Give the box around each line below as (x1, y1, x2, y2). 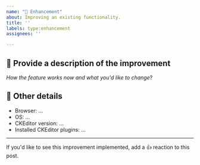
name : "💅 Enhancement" (6, 8, 62, 15)
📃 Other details (6, 91, 62, 101)
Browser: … (14, 107, 43, 114)
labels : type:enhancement (6, 25, 70, 32)
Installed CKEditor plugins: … (14, 126, 86, 133)
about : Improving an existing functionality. (6, 14, 121, 20)
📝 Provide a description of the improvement (6, 58, 171, 69)
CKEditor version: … (14, 120, 64, 127)
